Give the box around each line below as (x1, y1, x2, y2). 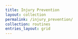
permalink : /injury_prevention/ (5, 17, 73, 22)
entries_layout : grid (5, 26, 51, 31)
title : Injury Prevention (5, 7, 59, 13)
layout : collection (5, 12, 46, 17)
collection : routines (5, 21, 51, 27)
